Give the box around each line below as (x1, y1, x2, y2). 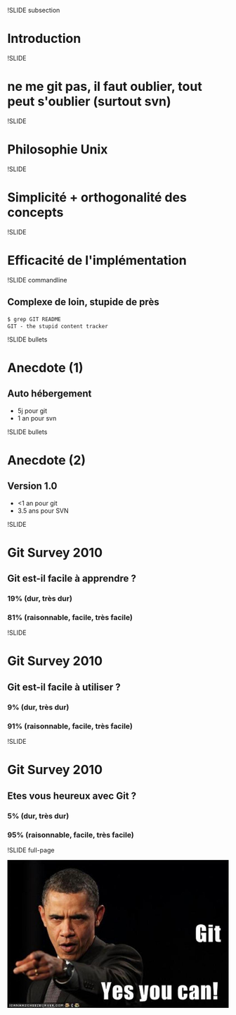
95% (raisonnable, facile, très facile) (7, 830, 135, 840)
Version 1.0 (7, 480, 58, 492)
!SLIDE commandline (7, 275, 67, 284)
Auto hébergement (7, 387, 92, 400)
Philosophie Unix (7, 142, 108, 158)
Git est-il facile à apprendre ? (7, 573, 137, 585)
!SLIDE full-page (7, 845, 55, 854)
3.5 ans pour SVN (17, 506, 69, 515)
